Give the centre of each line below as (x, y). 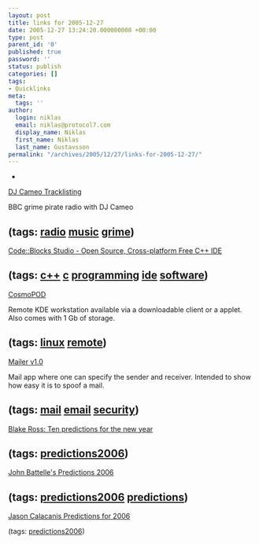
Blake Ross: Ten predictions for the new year (81, 428)
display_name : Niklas (51, 132)
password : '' (30, 60)
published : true (35, 52)
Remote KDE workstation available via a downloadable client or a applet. (125, 309)
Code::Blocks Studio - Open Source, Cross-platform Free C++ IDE (115, 251)
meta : (17, 96)
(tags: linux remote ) (57, 343)
